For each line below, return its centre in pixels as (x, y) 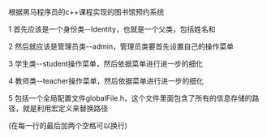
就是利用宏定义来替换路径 (65, 108)
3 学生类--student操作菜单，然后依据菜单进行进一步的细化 (106, 64)
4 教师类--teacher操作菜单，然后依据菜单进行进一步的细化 (106, 81)
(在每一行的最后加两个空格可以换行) (68, 125)
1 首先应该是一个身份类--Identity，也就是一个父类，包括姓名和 (112, 29)
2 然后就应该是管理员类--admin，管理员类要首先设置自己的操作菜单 (121, 46)
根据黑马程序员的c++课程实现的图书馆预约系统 (86, 12)
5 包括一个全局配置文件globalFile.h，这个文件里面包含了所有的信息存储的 (131, 98)
